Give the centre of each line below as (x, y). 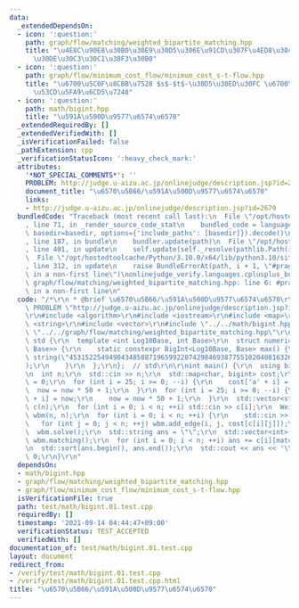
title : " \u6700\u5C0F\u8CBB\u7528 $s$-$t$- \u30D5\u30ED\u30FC (143, 84)
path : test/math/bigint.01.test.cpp (85, 506)
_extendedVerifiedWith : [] (67, 134)
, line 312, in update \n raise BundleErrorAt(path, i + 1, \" (149, 267)
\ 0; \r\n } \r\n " (53, 457)
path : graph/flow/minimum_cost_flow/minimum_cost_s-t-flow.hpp (145, 76)
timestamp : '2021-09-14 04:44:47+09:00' (93, 523)
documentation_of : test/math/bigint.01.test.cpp (101, 548)
